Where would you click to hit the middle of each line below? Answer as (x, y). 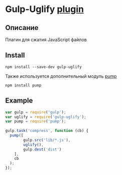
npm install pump (23, 85)
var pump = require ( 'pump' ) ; (36, 121)
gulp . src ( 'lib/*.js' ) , (47, 140)
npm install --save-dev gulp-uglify (43, 67)
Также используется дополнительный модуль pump (61, 76)
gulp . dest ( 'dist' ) (42, 149)
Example (19, 101)
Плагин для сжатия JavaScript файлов (46, 39)
